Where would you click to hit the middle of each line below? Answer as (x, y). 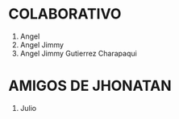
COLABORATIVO (65, 14)
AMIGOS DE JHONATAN (90, 86)
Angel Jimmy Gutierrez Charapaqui (78, 53)
